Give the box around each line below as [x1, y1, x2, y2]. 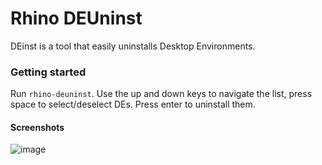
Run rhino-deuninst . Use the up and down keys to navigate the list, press [10, 88, 313, 100]
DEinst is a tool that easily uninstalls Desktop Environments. [10, 40, 256, 52]
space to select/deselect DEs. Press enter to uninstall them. [10, 98, 256, 111]
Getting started [10, 65, 87, 79]
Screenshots [10, 121, 65, 133]
